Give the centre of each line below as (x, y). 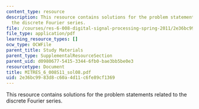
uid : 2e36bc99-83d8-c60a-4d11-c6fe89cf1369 (61, 78)
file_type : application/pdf (41, 34)
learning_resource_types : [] (42, 39)
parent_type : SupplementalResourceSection (59, 56)
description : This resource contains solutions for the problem (87, 17)
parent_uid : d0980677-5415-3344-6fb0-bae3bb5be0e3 (70, 61)
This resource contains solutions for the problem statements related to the (97, 95)
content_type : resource (36, 12)
